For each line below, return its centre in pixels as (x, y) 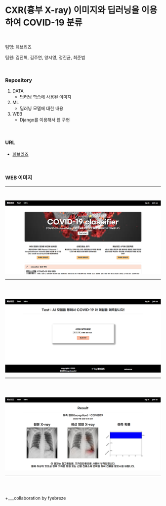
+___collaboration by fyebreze (36, 498)
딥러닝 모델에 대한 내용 (41, 108)
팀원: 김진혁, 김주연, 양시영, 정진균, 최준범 (45, 57)
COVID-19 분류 (53, 23)
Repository (19, 80)
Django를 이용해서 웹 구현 (45, 120)
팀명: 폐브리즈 (19, 47)
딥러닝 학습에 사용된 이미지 (45, 97)
